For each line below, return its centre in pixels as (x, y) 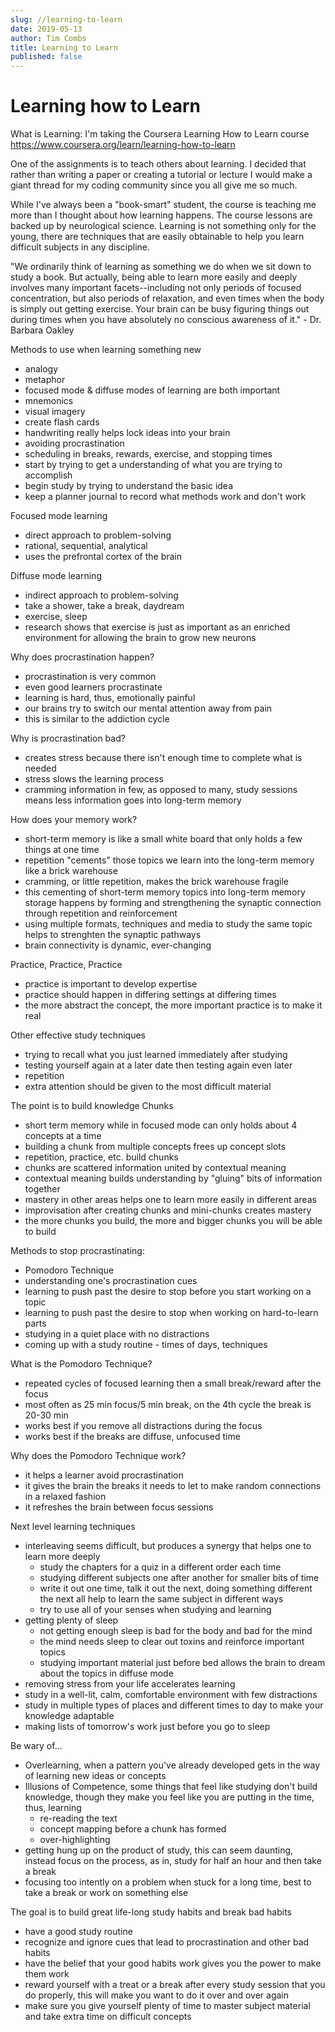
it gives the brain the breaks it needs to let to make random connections (173, 1486)
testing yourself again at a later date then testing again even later (158, 1065)
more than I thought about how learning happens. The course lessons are (161, 215)
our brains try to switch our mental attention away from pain (148, 708)
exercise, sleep (56, 617)
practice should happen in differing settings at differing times (150, 995)
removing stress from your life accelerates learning (130, 1684)
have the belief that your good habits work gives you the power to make (173, 1963)
